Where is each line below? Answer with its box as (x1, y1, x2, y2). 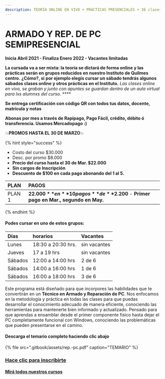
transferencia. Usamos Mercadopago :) (5, 120, 87, 126)
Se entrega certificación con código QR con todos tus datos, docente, (5, 100, 150, 106)
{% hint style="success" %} (5, 140, 62, 146)
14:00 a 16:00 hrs (32, 265, 75, 272)
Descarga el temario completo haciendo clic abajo (5, 333, 110, 340)
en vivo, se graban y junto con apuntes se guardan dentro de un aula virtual (5, 86, 160, 92)
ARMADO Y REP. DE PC (5, 28, 102, 39)
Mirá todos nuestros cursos (5, 369, 63, 375)
